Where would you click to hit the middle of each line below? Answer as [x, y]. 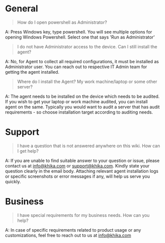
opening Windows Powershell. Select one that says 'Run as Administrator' [80, 37]
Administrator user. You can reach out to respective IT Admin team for [76, 67]
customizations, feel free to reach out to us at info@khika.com [68, 235]
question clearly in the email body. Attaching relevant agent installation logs [82, 171]
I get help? [28, 151]
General [22, 9]
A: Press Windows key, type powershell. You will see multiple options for [79, 32]
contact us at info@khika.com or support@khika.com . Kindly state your [77, 165]
